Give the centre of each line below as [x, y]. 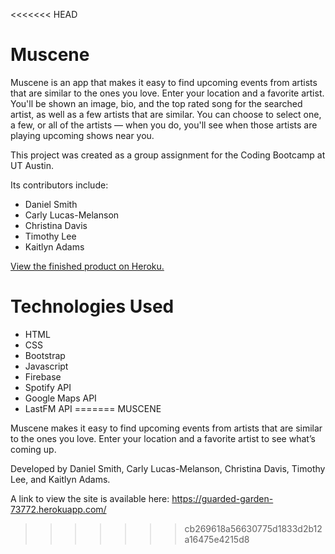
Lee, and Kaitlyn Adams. [60, 479]
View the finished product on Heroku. [87, 266]
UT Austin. [32, 165]
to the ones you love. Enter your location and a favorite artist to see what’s [163, 438]
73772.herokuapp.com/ [58, 509]
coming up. [33, 449]
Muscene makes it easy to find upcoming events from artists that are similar [166, 428]
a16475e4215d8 [217, 539]
